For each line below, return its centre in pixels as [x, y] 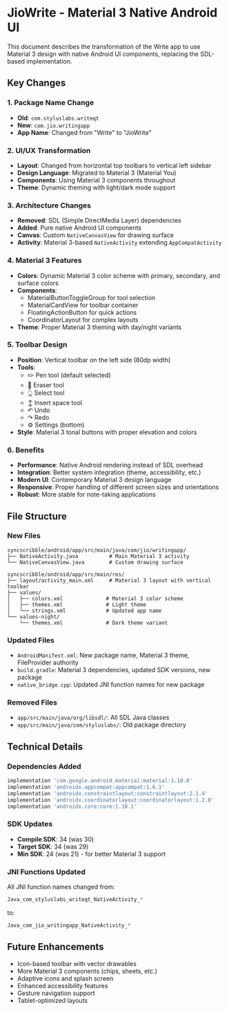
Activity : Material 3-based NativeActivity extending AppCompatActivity [119, 243]
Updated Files [31, 640]
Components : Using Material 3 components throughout [96, 180]
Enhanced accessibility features [62, 985]
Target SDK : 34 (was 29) [53, 846]
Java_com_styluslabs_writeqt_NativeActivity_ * [75, 900]
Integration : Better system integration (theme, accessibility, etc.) [109, 472]
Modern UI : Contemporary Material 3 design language [94, 480]
